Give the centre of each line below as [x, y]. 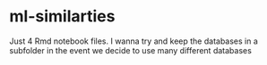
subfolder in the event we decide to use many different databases [131, 50]
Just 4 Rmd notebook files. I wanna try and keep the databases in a [133, 41]
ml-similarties [62, 16]
